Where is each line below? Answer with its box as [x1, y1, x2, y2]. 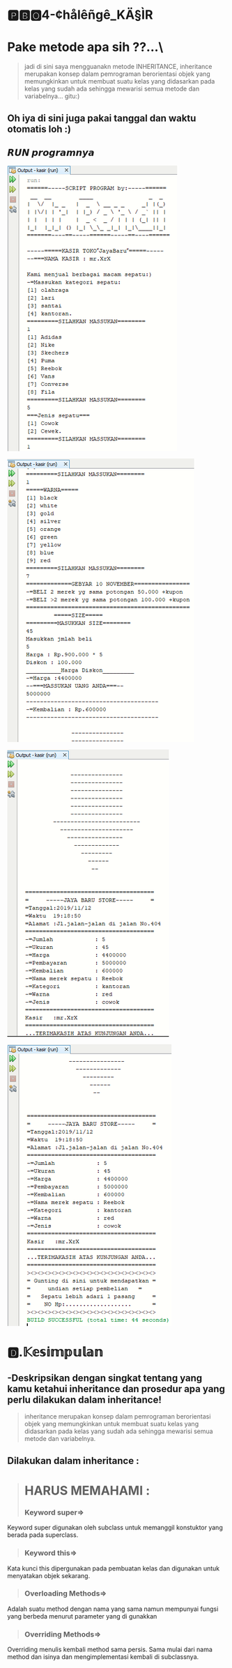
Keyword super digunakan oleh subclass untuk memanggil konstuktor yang [7, 1523, 223, 1532]
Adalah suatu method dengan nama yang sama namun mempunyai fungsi [7, 1605, 219, 1613]
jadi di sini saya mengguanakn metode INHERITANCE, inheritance [24, 63, 212, 71]
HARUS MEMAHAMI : [24, 1483, 150, 1498]
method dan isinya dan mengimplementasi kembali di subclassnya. [7, 1653, 199, 1661]
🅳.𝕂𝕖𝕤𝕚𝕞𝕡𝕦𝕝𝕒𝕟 [7, 1344, 103, 1360]
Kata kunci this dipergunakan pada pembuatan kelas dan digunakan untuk [7, 1564, 220, 1573]
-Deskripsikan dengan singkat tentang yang [7, 1372, 203, 1384]
